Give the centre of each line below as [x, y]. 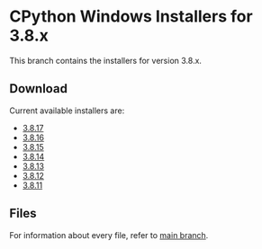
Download [38, 89]
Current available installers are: [67, 111]
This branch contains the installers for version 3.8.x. [106, 60]
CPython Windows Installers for [131, 17]
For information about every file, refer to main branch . [109, 235]
